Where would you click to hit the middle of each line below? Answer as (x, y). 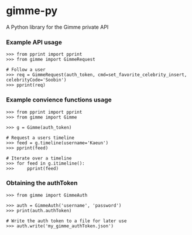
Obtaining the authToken (42, 183)
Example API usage (34, 42)
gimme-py (32, 11)
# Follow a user (26, 70)
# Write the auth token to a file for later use (66, 221)
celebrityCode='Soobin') (36, 80)
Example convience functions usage (59, 100)
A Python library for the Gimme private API (57, 27)
